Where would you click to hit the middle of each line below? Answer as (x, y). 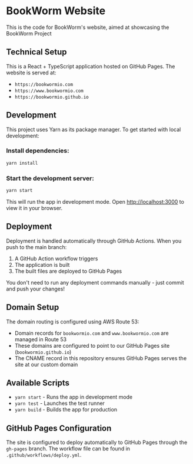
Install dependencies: (38, 151)
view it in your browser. (34, 208)
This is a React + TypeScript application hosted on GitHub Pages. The (91, 66)
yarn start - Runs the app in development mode (74, 397)
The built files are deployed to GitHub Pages (68, 271)
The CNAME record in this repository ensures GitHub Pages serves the (101, 358)
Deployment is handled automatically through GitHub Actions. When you (94, 241)
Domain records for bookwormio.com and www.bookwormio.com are (91, 333)
